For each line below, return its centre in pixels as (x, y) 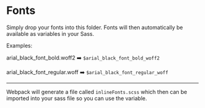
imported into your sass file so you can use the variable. (77, 98)
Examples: (19, 46)
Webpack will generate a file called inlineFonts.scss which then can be (97, 92)
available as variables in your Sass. (50, 33)
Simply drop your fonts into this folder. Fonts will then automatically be (95, 27)
